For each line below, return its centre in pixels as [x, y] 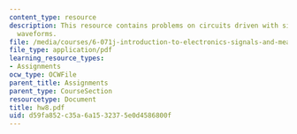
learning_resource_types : [57, 58]
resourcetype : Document [53, 99]
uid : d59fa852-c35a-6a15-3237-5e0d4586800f [91, 115]
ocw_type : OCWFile [43, 75]
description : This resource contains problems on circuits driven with [144, 26]
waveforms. [37, 33]
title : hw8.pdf [37, 108]
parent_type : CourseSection [61, 91]
